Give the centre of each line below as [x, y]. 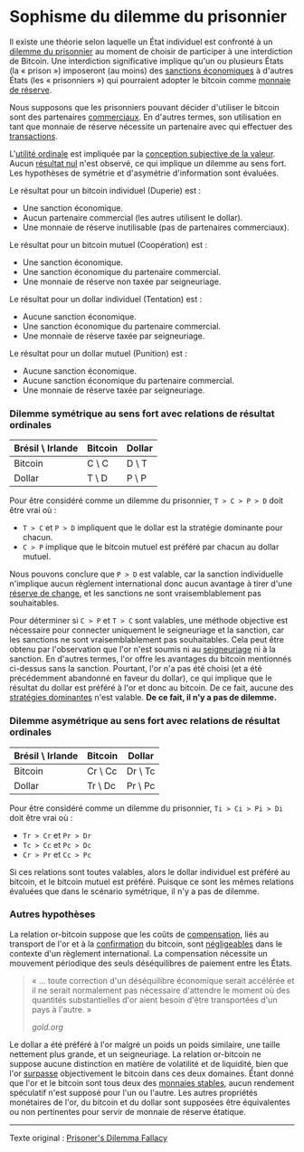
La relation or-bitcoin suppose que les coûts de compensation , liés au [139, 934]
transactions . [34, 136]
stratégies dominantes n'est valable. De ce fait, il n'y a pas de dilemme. [143, 698]
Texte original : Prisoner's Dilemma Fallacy [89, 1138]
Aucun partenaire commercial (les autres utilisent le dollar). [133, 217]
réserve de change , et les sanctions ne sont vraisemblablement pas [136, 594]
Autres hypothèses [52, 914]
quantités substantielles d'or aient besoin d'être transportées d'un [154, 1000]
